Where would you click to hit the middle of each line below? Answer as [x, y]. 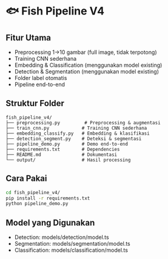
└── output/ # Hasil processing [68, 160]
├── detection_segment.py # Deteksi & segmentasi [74, 139]
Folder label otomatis [41, 78]
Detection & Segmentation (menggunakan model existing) [86, 72]
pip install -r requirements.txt [48, 198]
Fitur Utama [29, 37]
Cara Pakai [26, 179]
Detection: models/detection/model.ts [62, 237]
